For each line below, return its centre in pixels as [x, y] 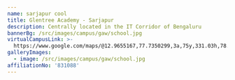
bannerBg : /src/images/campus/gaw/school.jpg [74, 33]
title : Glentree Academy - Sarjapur [60, 20]
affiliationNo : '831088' [43, 65]
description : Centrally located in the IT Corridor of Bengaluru [104, 26]
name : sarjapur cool [37, 14]
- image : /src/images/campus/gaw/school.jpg [79, 59]
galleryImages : [29, 53]
